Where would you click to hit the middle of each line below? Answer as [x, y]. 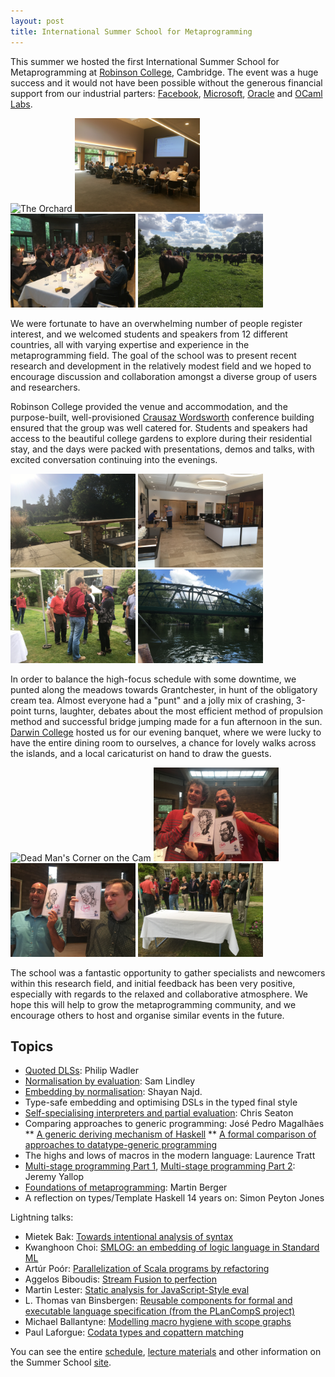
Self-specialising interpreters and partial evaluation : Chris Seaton [159, 1113]
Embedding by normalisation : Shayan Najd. [113, 1092]
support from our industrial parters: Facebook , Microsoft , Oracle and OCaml [166, 93]
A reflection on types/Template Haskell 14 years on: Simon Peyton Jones [174, 1198]
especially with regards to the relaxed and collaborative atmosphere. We [159, 994]
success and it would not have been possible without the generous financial [166, 82]
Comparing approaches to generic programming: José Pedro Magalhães [174, 1124]
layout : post [37, 21]
